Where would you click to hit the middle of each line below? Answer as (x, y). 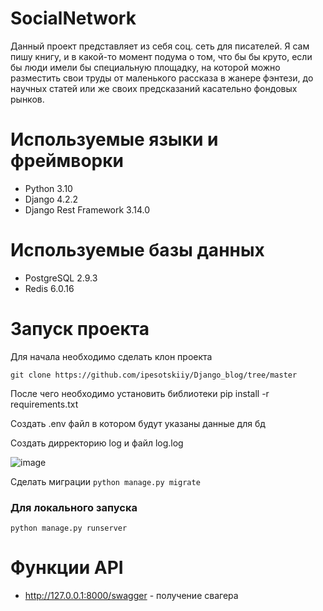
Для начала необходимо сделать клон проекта (111, 356)
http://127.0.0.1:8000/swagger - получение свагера (131, 595)
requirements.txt (44, 404)
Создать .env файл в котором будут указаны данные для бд (138, 423)
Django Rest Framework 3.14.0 (87, 209)
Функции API (67, 568)
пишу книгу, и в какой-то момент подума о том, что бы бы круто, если (161, 56)
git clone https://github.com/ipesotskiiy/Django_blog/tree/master (154, 375)
